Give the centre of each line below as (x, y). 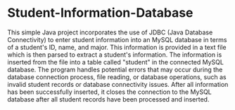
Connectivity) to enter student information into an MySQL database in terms (117, 39)
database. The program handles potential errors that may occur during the (115, 69)
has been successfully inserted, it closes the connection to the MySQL (110, 92)
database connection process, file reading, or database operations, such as (117, 77)
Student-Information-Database (100, 13)
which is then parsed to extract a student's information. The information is (115, 55)
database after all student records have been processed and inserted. (108, 99)
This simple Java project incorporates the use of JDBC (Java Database (110, 32)
